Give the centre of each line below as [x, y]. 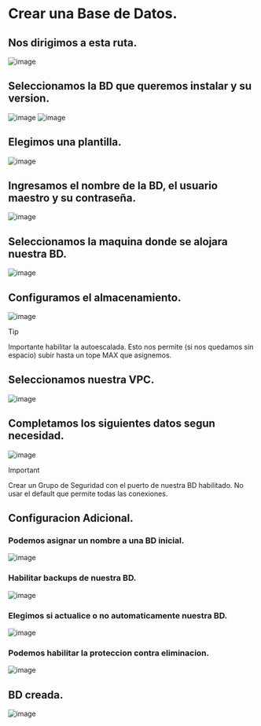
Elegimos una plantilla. [65, 142]
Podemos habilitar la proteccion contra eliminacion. [109, 653]
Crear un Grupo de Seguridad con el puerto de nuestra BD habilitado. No [126, 485]
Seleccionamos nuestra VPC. [81, 380]
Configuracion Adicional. [71, 518]
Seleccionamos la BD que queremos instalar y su [130, 86]
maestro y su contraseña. [72, 198]
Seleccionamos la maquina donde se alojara [118, 242]
